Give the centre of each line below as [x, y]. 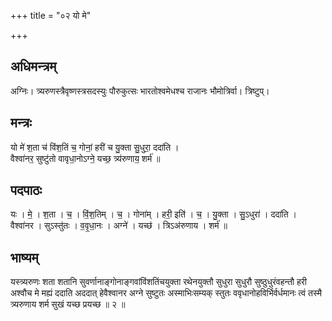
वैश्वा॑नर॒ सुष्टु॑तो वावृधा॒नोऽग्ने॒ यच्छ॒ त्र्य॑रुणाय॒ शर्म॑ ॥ [85, 158]
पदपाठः [26, 190]
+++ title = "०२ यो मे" [51, 15]
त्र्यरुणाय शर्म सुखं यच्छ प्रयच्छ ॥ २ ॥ [68, 304]
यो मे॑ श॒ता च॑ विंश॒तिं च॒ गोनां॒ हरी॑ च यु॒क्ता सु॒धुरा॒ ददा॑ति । [95, 147]
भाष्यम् [24, 257]
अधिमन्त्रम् [33, 66]
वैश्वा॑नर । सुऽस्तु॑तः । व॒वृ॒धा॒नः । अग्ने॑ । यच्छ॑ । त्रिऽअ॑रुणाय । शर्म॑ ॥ [119, 226]
